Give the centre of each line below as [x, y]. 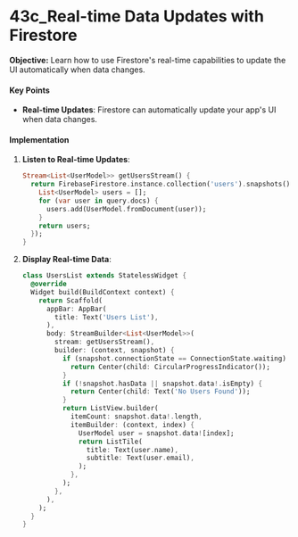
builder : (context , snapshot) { [115, 351]
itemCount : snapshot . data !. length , [137, 417]
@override [49, 284]
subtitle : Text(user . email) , [140, 458]
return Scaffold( [70, 301]
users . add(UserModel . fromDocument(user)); [126, 209]
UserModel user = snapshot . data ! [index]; [157, 433]
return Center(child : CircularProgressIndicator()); [170, 367]
